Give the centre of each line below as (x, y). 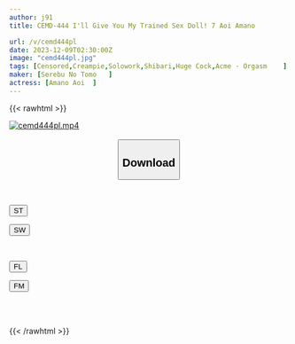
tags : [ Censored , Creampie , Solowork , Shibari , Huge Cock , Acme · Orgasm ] (148, 66)
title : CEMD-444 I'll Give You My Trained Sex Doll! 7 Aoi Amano (132, 26)
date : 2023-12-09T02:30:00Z (61, 50)
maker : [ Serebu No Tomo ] (61, 75)
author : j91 (31, 17)
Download (149, 163)
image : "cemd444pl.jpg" (53, 59)
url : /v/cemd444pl (43, 42)
